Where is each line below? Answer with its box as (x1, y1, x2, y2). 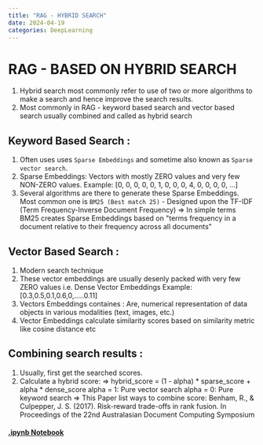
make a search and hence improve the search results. (19, 95, 194, 104)
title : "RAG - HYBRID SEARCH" (8, 11, 108, 20)
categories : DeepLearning (8, 26, 93, 34)
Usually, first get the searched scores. (19, 368, 143, 377)
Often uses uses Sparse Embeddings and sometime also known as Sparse (19, 155, 254, 165)
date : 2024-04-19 (8, 19, 65, 27)
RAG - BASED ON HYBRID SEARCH (8, 60, 237, 78)
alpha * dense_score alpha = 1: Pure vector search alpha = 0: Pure (19, 384, 234, 394)
